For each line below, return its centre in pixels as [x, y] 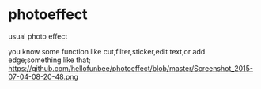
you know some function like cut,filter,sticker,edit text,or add [107, 51]
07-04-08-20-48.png [43, 76]
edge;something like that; [49, 60]
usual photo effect [38, 36]
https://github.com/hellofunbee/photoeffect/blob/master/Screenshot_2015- [131, 68]
